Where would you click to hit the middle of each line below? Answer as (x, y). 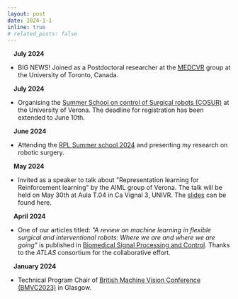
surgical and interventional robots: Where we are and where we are (117, 237)
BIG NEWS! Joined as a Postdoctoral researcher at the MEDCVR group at (124, 67)
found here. (34, 203)
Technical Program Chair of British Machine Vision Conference (109, 280)
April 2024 (30, 216)
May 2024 (29, 167)
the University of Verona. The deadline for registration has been (110, 110)
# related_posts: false (42, 34)
